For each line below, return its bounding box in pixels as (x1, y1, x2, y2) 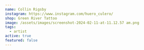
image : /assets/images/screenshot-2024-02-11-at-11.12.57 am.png (5, 20, 139, 25)
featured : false (5, 38, 38, 43)
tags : (5, 25, 16, 30)
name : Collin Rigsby (5, 7, 47, 12)
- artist (9, 29, 27, 34)
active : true (5, 34, 31, 39)
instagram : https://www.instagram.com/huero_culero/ (5, 11, 114, 16)
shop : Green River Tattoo (5, 16, 57, 20)
